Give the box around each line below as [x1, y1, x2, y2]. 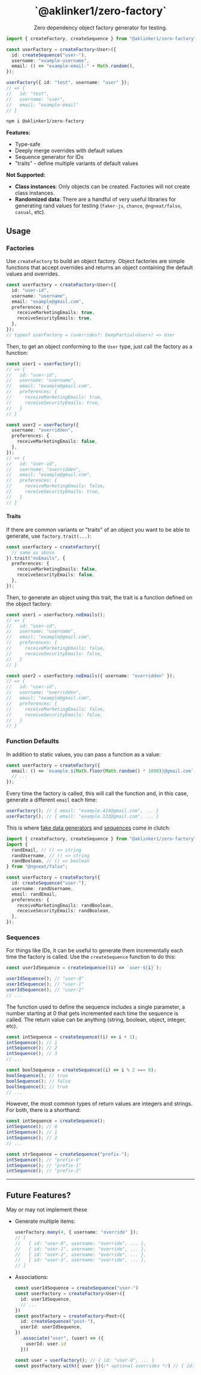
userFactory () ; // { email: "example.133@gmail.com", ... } [6, 813, 160, 819]
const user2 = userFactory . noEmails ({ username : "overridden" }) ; [6, 673, 175, 679]
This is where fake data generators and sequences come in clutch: [6, 824, 170, 831]
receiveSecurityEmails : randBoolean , [17, 908, 111, 914]
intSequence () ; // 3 [6, 1051, 58, 1057]
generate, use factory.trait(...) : [6, 532, 92, 539]
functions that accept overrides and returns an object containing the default [6, 264, 193, 271]
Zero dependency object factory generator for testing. [33, 24, 167, 31]
